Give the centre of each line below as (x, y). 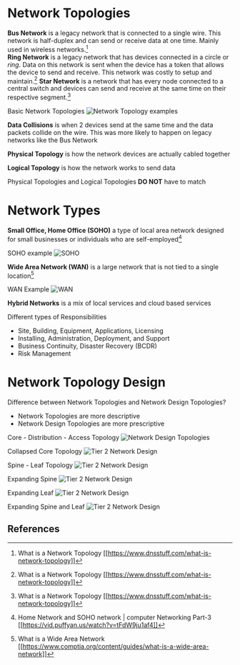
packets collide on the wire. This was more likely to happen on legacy (110, 132)
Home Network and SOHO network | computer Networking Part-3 (115, 617)
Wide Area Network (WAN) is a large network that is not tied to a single (113, 266)
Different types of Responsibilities (57, 317)
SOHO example (30, 253)
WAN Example (29, 289)
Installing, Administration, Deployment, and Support (94, 339)
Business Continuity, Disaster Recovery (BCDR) (87, 346)
